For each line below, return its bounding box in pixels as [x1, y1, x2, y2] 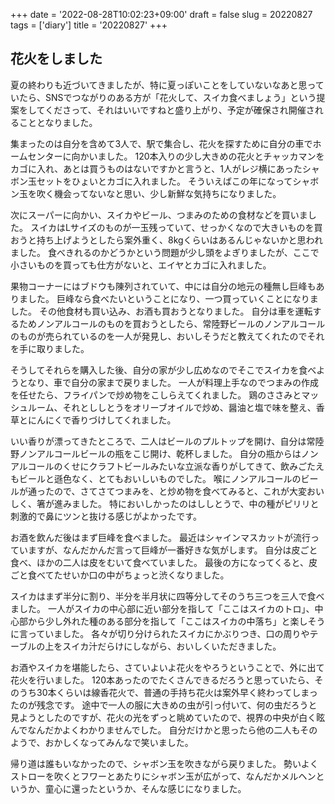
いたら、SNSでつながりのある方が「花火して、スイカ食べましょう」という [10, 91, 317, 103]
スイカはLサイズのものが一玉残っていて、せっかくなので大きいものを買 [29, 221, 323, 233]
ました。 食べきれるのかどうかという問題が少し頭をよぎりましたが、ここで [10, 246, 320, 258]
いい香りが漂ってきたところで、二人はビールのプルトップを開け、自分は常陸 [10, 435, 325, 447]
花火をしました [10, 50, 103, 68]
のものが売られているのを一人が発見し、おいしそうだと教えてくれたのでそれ [10, 330, 325, 342]
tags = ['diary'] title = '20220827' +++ [10, 19, 168, 31]
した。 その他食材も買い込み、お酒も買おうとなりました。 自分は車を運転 [10, 305, 313, 317]
